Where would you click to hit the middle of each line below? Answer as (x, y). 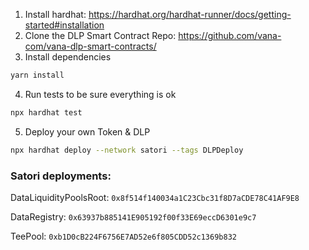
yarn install (37, 75)
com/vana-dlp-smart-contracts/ (90, 46)
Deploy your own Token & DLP (87, 131)
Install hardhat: (55, 14)
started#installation (64, 25)
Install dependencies (68, 57)
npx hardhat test (46, 112)
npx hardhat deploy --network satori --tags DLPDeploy (127, 150)
